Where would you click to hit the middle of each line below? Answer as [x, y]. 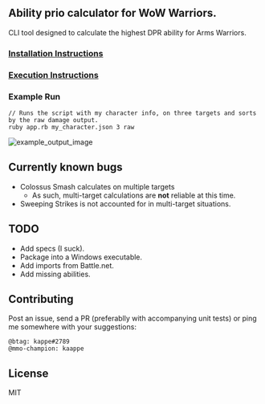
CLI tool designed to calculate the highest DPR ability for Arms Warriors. [127, 32]
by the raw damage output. [53, 120]
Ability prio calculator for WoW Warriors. [112, 13]
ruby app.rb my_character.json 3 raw [71, 127]
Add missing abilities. [55, 274]
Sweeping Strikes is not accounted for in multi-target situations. [125, 203]
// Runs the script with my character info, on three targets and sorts [132, 113]
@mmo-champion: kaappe [46, 349]
